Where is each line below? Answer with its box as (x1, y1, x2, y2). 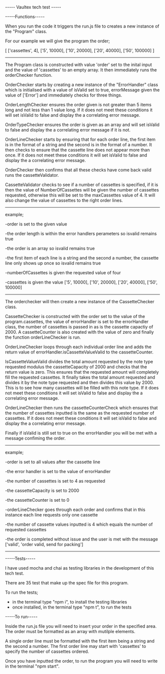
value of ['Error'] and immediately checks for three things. (5, 92, 123, 98)
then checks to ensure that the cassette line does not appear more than (5, 147, 150, 153)
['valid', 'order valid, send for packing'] (5, 542, 83, 547)
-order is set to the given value (5, 221, 67, 227)
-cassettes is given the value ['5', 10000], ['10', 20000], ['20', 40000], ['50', (5, 279, 158, 285)
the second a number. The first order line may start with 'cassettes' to (5, 643, 146, 649)
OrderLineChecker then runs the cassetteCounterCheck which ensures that (5, 405, 158, 411)
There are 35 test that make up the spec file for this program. (5, 580, 129, 585)
